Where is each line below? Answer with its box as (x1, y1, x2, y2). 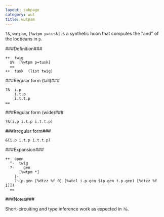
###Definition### (5, 46, 43, 52)
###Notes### (5, 196, 35, 202)
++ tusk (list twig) (5, 69, 53, 74)
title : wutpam (5, 17, 35, 22)
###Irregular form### (5, 128, 51, 134)
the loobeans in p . (5, 36, 43, 42)
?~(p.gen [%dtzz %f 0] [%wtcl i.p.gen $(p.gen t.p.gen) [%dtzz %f (14, 179, 157, 184)
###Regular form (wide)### (5, 110, 64, 116)
